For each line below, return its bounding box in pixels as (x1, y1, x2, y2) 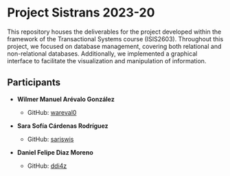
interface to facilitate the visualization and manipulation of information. (7, 56, 207, 65)
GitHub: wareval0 (27, 108, 77, 116)
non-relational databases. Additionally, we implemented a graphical (7, 49, 198, 58)
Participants (7, 77, 60, 89)
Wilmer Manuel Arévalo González (16, 95, 115, 103)
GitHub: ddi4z (27, 162, 67, 170)
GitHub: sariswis (27, 135, 74, 143)
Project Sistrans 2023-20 (7, 5, 155, 21)
